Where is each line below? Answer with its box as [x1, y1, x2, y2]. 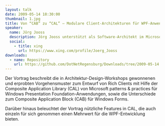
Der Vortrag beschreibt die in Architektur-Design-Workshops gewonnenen [5, 76, 156, 81]
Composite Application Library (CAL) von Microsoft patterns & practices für [5, 86, 158, 92]
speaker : [5, 25, 23, 30]
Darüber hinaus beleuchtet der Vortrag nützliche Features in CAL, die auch [5, 106, 156, 112]
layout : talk [5, 7, 32, 12]
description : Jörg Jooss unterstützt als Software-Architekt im [9, 35, 144, 40]
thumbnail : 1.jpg [5, 16, 41, 21]
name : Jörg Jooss [9, 30, 45, 35]
